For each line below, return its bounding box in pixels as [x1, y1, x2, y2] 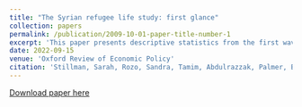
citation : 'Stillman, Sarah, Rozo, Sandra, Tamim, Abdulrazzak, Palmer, [9, 63, 288, 72]
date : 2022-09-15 [9, 46, 75, 55]
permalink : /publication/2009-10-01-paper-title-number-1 [9, 29, 231, 38]
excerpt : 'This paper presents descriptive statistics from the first [9, 37, 280, 47]
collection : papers [9, 21, 83, 30]
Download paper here [9, 86, 90, 98]
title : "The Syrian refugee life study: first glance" [9, 12, 219, 22]
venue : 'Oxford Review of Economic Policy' [9, 54, 175, 63]
